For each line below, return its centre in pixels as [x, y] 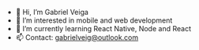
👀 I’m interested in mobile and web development [94, 20]
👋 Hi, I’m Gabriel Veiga [52, 12]
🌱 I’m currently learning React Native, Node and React [103, 29]
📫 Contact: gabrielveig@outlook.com [77, 37]
